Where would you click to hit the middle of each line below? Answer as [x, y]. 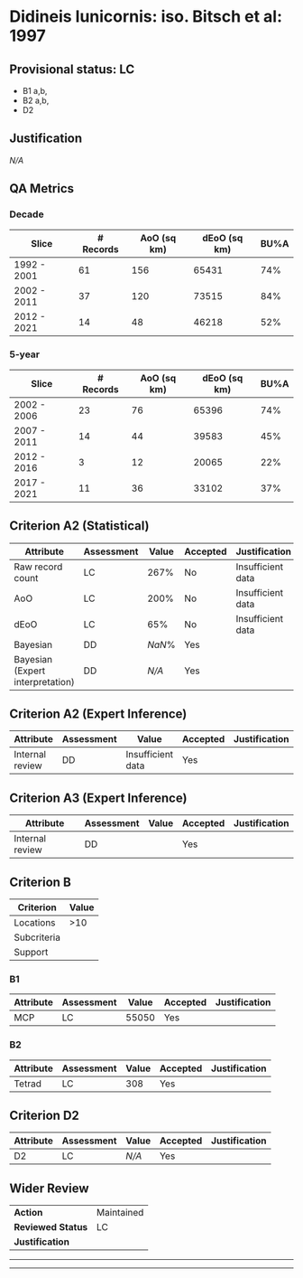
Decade [27, 214]
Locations [35, 923]
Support [31, 953]
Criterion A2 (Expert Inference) [98, 714]
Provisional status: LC [72, 69]
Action [28, 1213]
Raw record [38, 567]
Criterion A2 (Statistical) [79, 526]
